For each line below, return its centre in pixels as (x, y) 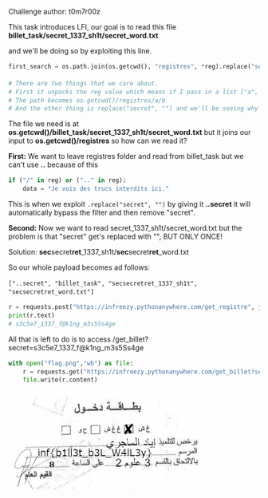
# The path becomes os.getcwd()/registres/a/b (87, 100)
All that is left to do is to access (60, 339)
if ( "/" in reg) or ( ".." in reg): (67, 180)
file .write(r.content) (60, 380)
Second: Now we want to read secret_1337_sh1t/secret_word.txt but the (125, 228)
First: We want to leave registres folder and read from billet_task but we (126, 156)
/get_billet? (131, 339)
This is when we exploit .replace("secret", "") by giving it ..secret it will (130, 204)
